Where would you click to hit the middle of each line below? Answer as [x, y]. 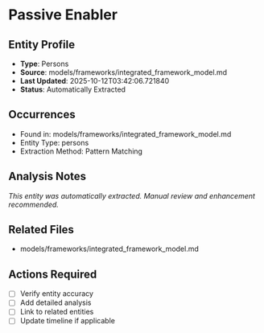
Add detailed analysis [56, 302]
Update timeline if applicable [67, 321]
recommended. [33, 204]
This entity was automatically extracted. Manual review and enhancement [132, 195]
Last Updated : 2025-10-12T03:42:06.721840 [95, 81]
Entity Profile [41, 45]
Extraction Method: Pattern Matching [81, 151]
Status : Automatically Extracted [73, 89]
